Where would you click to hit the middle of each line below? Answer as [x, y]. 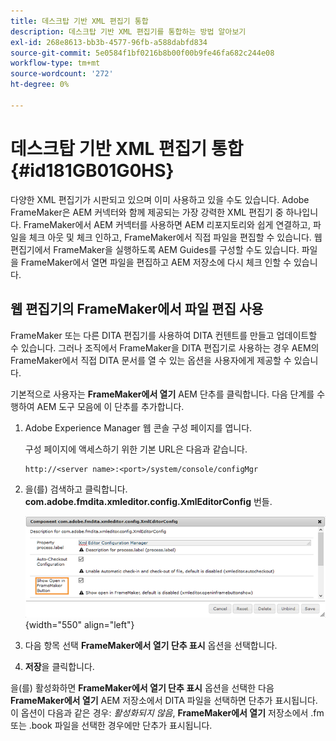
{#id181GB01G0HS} [92, 170]
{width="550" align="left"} [79, 625]
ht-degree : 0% [40, 85]
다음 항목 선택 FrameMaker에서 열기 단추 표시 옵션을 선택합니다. [151, 646]
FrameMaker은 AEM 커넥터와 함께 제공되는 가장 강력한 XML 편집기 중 [147, 212]
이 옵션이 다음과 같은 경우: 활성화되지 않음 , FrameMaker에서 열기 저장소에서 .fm [167, 713]
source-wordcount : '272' [62, 74]
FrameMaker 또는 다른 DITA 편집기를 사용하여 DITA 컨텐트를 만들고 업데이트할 [164, 335]
